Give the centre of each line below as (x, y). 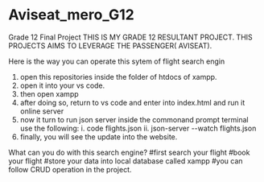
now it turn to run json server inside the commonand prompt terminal (134, 119)
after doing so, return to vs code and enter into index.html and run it (132, 102)
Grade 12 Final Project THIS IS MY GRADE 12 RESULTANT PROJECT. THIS (131, 37)
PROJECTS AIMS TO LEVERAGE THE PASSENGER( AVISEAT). (110, 45)
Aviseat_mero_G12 (71, 15)
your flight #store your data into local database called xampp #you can (126, 161)
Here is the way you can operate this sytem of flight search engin (117, 61)
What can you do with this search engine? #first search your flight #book (129, 152)
